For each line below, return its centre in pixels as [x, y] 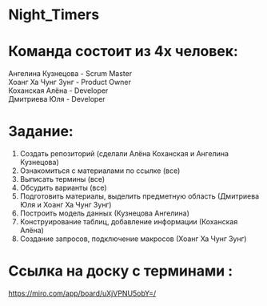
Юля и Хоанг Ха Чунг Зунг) [66, 205]
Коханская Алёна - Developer [58, 91]
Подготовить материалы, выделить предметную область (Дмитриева [139, 196]
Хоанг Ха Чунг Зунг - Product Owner [70, 83]
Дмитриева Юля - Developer [57, 99]
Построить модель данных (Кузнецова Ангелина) [105, 213]
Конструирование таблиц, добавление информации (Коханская [129, 222]
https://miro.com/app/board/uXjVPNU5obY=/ [82, 293]
